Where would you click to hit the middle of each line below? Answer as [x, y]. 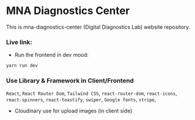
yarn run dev [22, 66]
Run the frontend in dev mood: [52, 55]
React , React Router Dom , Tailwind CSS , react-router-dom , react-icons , [92, 93]
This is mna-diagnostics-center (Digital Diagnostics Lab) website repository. [98, 27]
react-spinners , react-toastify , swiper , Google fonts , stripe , [81, 100]
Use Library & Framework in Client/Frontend [70, 81]
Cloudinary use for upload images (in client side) [73, 111]
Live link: [19, 42]
